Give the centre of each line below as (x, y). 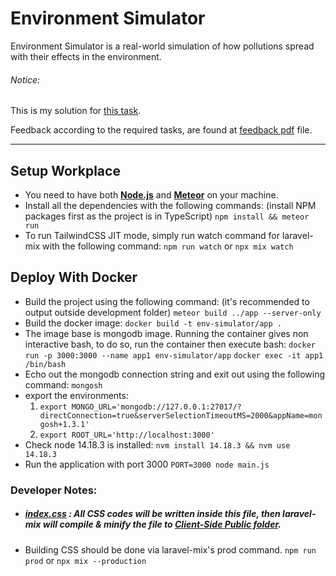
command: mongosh (63, 384)
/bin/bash (45, 364)
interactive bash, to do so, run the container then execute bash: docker (170, 344)
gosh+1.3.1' (64, 424)
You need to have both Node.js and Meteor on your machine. (151, 194)
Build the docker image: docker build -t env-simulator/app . (153, 323)
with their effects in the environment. (86, 56)
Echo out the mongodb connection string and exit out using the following (175, 374)
